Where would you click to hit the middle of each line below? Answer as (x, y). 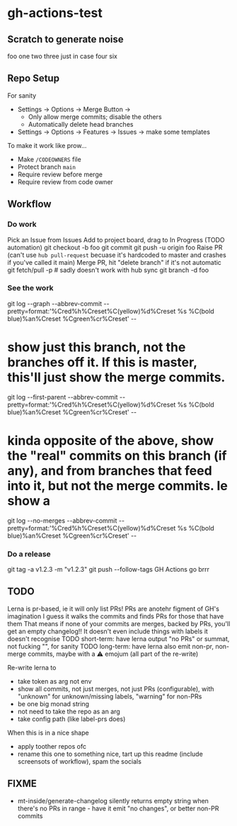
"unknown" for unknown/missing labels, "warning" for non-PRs (110, 696)
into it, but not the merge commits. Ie (117, 486)
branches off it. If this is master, (102, 362)
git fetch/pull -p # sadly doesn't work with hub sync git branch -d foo (108, 270)
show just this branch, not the (97, 347)
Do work (22, 225)
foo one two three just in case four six (63, 56)
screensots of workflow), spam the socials (79, 761)
